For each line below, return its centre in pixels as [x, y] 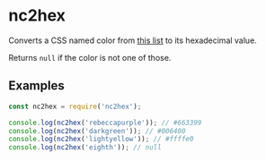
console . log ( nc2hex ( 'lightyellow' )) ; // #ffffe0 [101, 140]
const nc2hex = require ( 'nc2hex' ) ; [75, 106]
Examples [36, 86]
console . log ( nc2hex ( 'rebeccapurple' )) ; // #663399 [105, 123]
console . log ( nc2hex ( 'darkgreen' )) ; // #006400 [97, 131]
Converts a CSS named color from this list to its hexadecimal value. [133, 40]
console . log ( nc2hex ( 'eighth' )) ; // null [85, 148]
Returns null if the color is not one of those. [90, 57]
